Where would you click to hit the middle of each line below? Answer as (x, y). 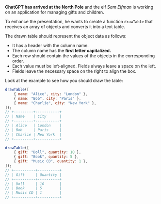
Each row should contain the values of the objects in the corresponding (83, 56)
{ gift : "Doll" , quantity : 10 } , (48, 152)
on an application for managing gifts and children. (55, 12)
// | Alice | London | (33, 126)
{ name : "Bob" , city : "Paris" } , (48, 98)
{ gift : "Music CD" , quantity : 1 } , (51, 161)
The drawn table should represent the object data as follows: (66, 36)
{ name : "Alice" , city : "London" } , (51, 94)
